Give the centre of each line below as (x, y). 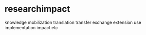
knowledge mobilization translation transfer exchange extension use (73, 22)
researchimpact (37, 9)
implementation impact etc (31, 27)
